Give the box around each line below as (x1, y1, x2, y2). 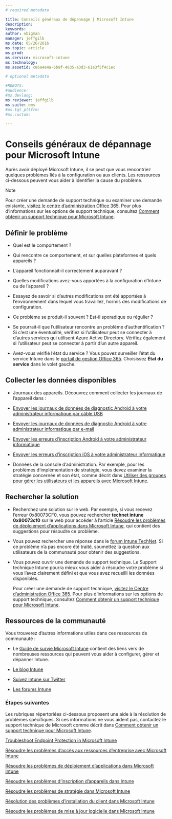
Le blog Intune (12, 666, 44, 672)
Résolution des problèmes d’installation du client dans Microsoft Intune (5, 798, 155, 804)
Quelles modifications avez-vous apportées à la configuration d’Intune (12, 278, 161, 283)
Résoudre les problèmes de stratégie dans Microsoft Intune (5, 788, 131, 794)
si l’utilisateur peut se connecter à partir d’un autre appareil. (12, 340, 139, 346)
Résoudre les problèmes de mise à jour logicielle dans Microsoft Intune (5, 808, 155, 814)
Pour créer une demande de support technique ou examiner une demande (5, 197, 162, 204)
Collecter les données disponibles (5, 376, 116, 385)
